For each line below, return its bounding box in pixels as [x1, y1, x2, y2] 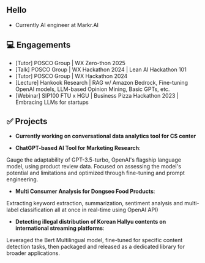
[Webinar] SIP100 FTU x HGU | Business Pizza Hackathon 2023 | [15, 92, 179, 99]
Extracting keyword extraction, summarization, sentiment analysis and [6, 200, 184, 207]
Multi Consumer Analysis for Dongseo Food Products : [15, 187, 155, 195]
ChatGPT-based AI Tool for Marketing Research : [15, 144, 141, 152]
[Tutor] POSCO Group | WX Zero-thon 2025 [15, 59, 125, 66]
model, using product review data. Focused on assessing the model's [6, 163, 182, 170]
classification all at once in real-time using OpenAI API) [20, 206, 158, 214]
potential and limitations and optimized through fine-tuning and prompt [6, 169, 185, 177]
